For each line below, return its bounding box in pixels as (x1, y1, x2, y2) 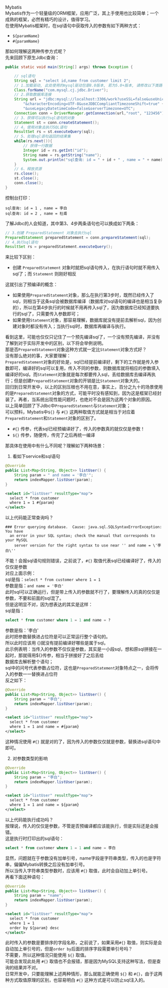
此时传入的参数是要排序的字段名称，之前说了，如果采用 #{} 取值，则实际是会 (5, 939, 162, 945)
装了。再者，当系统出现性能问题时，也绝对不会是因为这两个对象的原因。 (5, 396, 154, 402)
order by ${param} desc (9, 925, 59, 930)
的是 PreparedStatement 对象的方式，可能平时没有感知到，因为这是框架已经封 (5, 390, 161, 396)
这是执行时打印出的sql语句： (5, 835, 64, 841)
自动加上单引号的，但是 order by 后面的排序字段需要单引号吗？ (5, 946, 133, 952)
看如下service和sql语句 (12, 453, 60, 459)
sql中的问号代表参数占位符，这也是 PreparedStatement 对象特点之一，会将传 (5, 665, 159, 670)
